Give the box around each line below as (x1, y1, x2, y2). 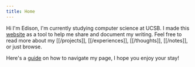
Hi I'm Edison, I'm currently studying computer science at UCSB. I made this (6, 24, 190, 31)
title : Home (6, 8, 35, 15)
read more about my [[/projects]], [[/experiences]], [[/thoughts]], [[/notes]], (6, 37, 189, 44)
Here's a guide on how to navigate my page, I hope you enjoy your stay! (6, 54, 180, 61)
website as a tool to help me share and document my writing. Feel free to (6, 30, 182, 38)
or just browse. (6, 43, 42, 50)
